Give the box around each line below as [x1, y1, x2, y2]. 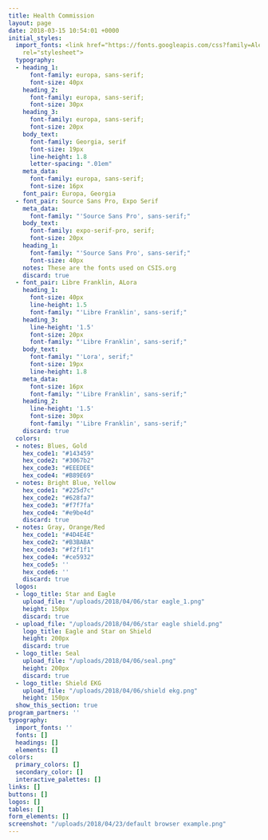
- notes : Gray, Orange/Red [15, 523, 105, 531]
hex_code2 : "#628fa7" [22, 494, 94, 502]
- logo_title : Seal [15, 649, 81, 658]
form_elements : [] [8, 813, 69, 821]
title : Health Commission [8, 11, 94, 20]
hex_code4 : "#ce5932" [22, 553, 94, 561]
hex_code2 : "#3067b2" [22, 456, 94, 465]
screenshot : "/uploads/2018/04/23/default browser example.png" [8, 820, 227, 828]
